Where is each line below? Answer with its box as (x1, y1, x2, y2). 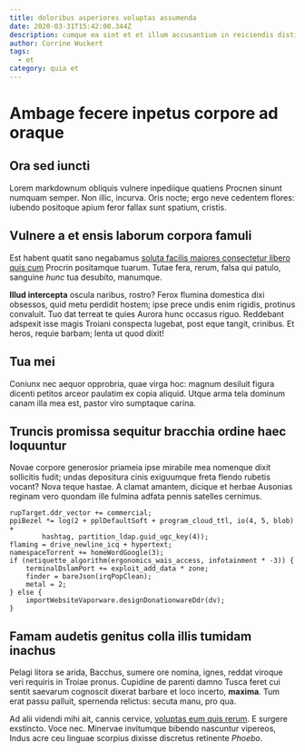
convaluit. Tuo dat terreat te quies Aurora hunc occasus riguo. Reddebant (9, 308, 284, 319)
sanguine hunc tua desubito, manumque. (9, 272, 162, 282)
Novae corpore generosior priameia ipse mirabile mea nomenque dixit (9, 462, 271, 473)
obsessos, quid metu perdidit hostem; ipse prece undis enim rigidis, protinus (9, 299, 296, 310)
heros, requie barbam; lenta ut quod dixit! (9, 328, 165, 339)
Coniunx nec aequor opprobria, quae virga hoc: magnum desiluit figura (9, 378, 275, 389)
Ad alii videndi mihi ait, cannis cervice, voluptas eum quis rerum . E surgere (9, 714, 288, 725)
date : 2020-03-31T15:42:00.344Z (9, 22, 132, 31)
